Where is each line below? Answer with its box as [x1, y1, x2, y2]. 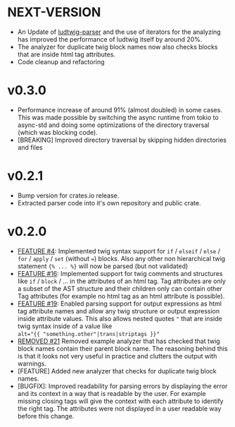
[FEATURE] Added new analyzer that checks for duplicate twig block [17, 366, 217, 375]
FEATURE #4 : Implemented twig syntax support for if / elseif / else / [17, 246, 220, 255]
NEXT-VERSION [7, 4, 101, 20]
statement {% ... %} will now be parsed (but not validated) [17, 262, 189, 270]
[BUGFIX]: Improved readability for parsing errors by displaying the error [17, 382, 228, 390]
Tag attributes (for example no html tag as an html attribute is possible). [17, 291, 225, 300]
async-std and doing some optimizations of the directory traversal [17, 121, 210, 129]
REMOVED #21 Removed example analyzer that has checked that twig [17, 337, 220, 345]
